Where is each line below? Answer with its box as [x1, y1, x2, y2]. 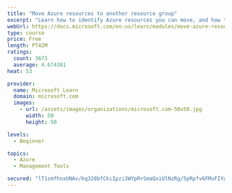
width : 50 [25, 112, 54, 119]
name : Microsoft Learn [13, 87, 79, 94]
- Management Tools [13, 163, 70, 170]
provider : [7, 80, 36, 87]
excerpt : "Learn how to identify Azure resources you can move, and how [7, 17, 221, 23]
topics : [7, 150, 30, 157]
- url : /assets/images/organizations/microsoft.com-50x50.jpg [19, 106, 202, 113]
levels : [7, 131, 30, 138]
